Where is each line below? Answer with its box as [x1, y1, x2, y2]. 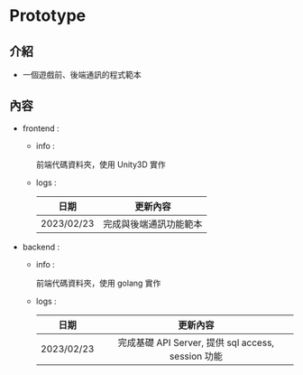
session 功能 [170, 350, 223, 362]
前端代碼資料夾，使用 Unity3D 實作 [35, 159, 167, 170]
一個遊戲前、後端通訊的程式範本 [22, 70, 142, 80]
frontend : [22, 123, 60, 134]
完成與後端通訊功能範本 [103, 218, 203, 230]
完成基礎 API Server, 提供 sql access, [117, 336, 275, 349]
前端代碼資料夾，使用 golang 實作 [35, 277, 161, 288]
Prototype [9, 5, 87, 26]
